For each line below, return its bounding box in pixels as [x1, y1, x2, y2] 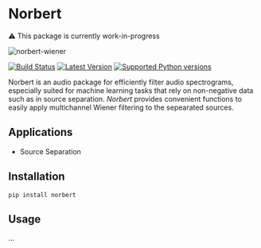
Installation [8, 170, 65, 184]
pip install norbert [8, 191, 77, 199]
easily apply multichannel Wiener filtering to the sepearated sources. [8, 103, 235, 112]
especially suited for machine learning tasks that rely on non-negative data [8, 85, 254, 95]
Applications [8, 126, 73, 139]
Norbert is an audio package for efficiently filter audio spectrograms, [8, 77, 234, 87]
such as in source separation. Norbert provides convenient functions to [8, 94, 243, 103]
